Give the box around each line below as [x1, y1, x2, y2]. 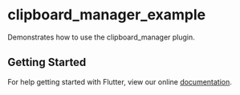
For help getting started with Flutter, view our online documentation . [7, 76, 232, 86]
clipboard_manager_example [7, 6, 206, 24]
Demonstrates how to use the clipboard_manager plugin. [7, 32, 196, 42]
